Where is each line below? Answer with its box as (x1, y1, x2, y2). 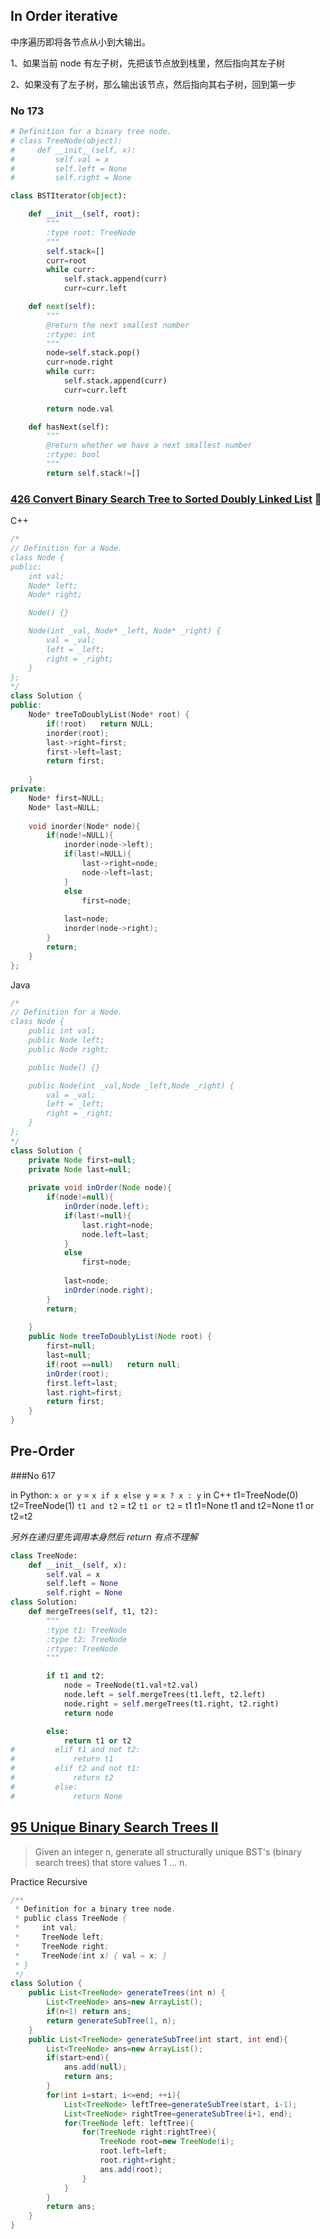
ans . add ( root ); (99, 2164, 163, 2174)
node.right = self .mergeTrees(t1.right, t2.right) (63, 1699, 280, 1709)
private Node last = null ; (28, 1164, 132, 1174)
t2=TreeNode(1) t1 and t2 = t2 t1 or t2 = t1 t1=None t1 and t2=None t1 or (10, 1499, 315, 1511)
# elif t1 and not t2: (10, 1745, 141, 1755)
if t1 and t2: (46, 1671, 105, 1681)
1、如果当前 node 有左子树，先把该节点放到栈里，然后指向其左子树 (10, 57, 285, 69)
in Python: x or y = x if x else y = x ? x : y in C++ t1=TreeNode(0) (10, 1489, 299, 1501)
